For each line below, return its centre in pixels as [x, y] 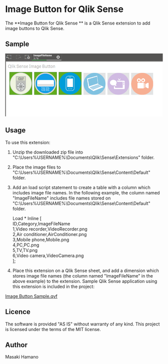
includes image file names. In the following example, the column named [86, 192]
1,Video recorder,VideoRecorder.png [50, 229]
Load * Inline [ [27, 218]
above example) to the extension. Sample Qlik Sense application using [85, 281]
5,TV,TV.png [25, 250]
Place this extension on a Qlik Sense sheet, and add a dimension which [85, 270]
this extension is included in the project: [53, 286]
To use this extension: [28, 142]
